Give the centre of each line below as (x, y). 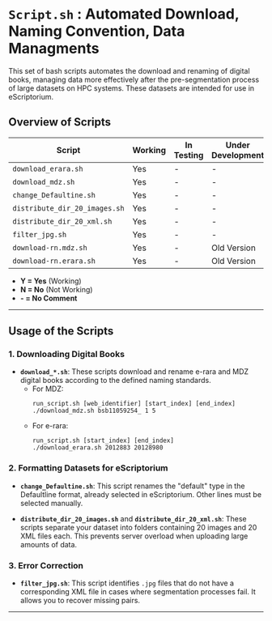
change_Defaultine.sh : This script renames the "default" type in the (132, 486)
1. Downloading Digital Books (67, 355)
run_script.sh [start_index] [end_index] (103, 441)
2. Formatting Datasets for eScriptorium (88, 468)
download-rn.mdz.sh (50, 247)
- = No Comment (49, 298)
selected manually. (51, 503)
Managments (54, 49)
